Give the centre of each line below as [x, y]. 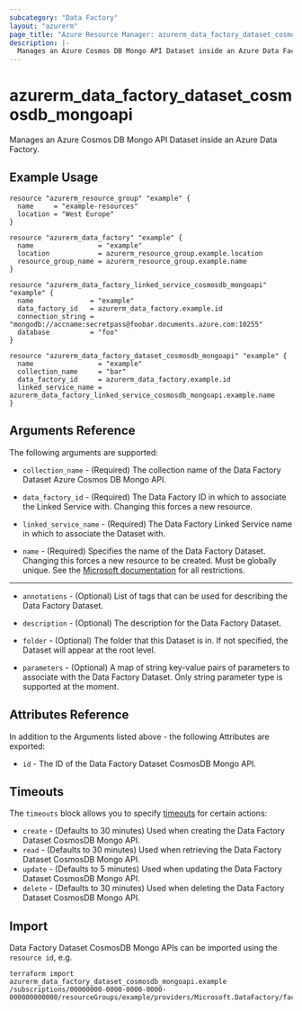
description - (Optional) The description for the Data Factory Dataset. [151, 623]
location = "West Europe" [66, 214]
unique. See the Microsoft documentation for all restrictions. [133, 570]
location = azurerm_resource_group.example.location [140, 253]
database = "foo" [68, 332]
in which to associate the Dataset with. [94, 533]
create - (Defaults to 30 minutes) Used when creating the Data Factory [154, 831]
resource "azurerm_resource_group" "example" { [100, 198]
